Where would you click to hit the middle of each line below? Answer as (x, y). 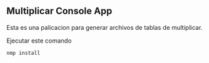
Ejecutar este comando (39, 41)
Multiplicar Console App (59, 11)
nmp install (23, 53)
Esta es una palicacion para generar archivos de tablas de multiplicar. (104, 27)
